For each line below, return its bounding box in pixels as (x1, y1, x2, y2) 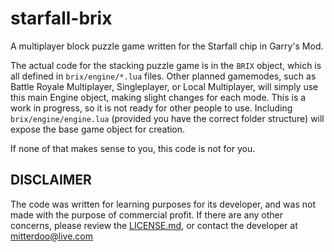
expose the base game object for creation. (10, 123, 186, 135)
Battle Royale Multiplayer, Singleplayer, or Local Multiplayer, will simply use (10, 80, 319, 92)
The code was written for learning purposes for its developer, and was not (10, 198, 317, 210)
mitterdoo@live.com (10, 230, 93, 242)
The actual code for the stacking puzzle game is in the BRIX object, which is (10, 59, 322, 71)
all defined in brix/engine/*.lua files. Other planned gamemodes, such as (10, 70, 317, 82)
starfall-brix (10, 7, 113, 30)
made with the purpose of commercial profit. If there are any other (10, 208, 283, 221)
